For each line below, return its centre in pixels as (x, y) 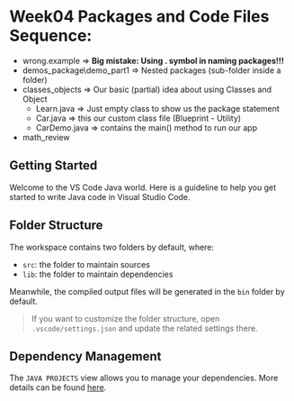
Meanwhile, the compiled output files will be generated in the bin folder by (147, 291)
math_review (46, 137)
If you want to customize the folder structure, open (125, 318)
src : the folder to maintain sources (86, 264)
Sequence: (51, 36)
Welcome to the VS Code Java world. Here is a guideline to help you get (143, 187)
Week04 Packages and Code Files (139, 17)
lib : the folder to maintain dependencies (98, 274)
